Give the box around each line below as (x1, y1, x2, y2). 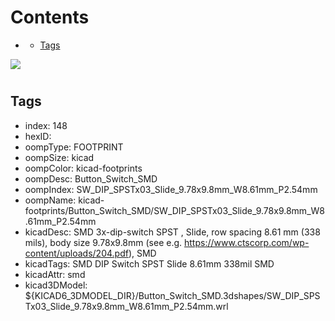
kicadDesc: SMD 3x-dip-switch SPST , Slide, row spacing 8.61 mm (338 (24, 226, 321, 238)
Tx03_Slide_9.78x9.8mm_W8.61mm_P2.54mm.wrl (24, 300, 229, 312)
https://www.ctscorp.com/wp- (184, 236, 310, 248)
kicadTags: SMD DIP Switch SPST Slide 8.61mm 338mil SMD (24, 257, 275, 270)
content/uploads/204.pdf (24, 247, 129, 259)
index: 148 (24, 119, 68, 131)
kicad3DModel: (24, 279, 88, 291)
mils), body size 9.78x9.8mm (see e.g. (24, 236, 183, 248)
